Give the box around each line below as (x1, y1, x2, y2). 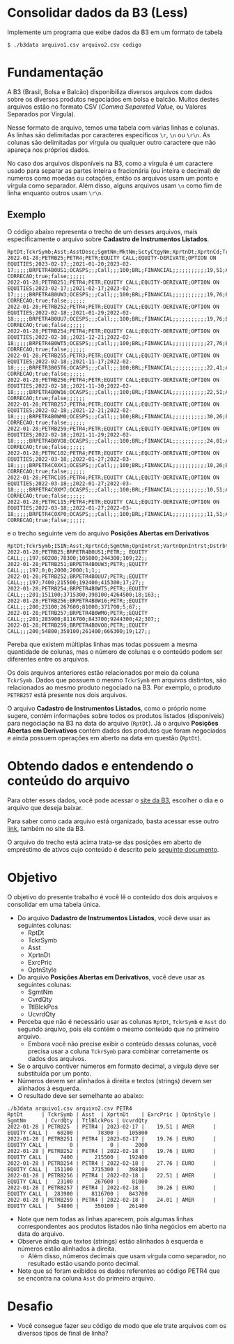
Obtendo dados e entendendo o (7, 758, 194, 774)
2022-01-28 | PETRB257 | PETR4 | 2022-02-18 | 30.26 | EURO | (7, 1184, 217, 1191)
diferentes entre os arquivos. (7, 655, 90, 663)
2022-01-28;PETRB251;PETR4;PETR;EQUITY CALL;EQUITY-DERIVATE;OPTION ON (7, 279, 219, 286)
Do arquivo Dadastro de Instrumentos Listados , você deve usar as (17, 913, 211, 922)
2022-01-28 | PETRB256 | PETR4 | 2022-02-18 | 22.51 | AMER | (7, 1172, 217, 1179)
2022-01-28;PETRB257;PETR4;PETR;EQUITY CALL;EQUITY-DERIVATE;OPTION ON (7, 401, 219, 408)
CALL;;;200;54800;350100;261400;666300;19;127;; (7, 627, 151, 635)
